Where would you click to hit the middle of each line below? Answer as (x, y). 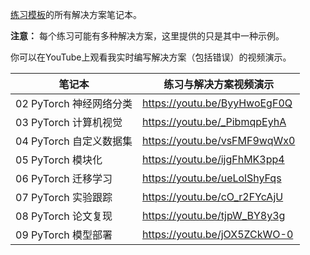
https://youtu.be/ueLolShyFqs (212, 178)
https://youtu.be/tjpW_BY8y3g (214, 215)
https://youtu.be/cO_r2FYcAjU (213, 196)
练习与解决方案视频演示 (219, 84)
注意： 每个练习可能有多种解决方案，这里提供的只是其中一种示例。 (147, 36)
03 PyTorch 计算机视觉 (69, 122)
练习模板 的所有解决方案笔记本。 (76, 14)
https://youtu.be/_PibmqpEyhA (214, 121)
